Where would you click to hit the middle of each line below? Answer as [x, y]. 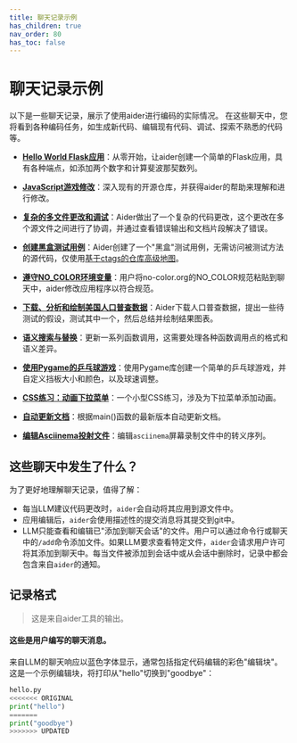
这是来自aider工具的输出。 [80, 618]
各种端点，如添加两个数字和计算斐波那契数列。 [116, 168]
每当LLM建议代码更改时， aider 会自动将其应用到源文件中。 [130, 508]
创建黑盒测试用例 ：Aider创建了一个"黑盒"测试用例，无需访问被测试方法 [153, 247]
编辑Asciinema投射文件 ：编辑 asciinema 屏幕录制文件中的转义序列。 [146, 436]
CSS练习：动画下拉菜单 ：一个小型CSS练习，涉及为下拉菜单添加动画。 [151, 398]
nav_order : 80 [36, 34]
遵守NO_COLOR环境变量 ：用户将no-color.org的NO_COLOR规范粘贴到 [149, 277]
